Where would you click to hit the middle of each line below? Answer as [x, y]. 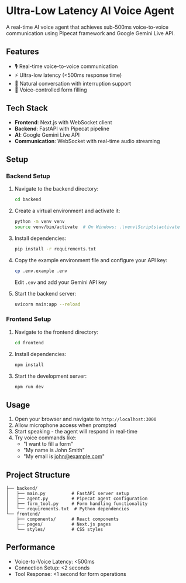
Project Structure [38, 475]
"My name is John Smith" [54, 450]
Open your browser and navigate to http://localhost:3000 [85, 419]
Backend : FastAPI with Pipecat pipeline [62, 128]
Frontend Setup [29, 319]
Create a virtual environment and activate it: [67, 211]
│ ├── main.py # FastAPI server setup [68, 494]
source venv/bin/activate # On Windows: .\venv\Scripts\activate [97, 227]
